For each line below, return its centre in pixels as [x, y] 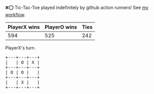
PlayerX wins [24, 27]
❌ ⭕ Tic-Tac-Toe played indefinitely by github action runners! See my [77, 7]
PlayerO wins [61, 27]
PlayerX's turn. [21, 48]
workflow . [15, 15]
